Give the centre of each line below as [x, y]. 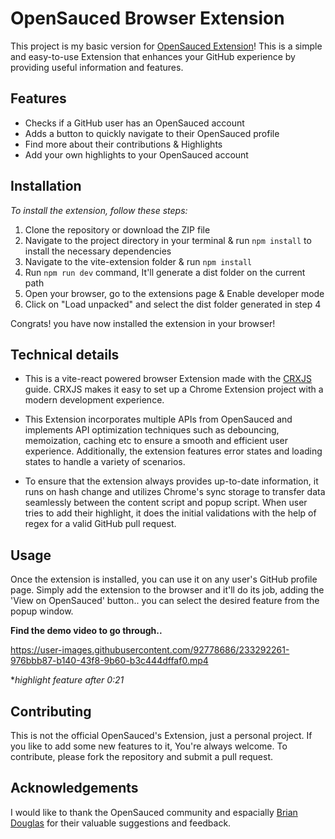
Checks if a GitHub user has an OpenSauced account [134, 123]
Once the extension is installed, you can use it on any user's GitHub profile [164, 579]
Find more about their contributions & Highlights [123, 144]
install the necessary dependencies [98, 251]
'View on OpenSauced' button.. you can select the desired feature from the [165, 601]
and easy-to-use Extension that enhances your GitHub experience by [153, 56]
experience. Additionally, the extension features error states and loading [173, 451]
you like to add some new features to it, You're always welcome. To [149, 746]
